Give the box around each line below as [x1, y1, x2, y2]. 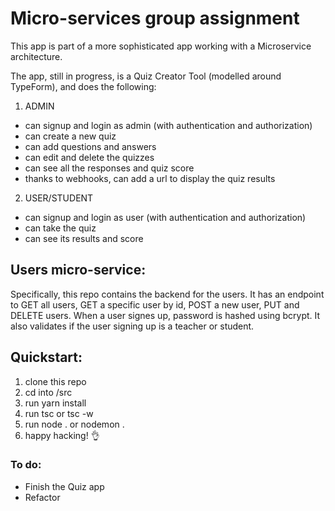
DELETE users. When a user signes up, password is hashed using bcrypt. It [10, 309, 321, 321]
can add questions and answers [24, 140, 157, 152]
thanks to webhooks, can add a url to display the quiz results [24, 172, 276, 184]
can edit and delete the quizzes [24, 151, 155, 163]
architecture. [10, 50, 63, 62]
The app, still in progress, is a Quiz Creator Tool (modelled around [10, 70, 282, 82]
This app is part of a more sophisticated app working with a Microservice [10, 40, 312, 52]
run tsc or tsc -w [24, 407, 94, 419]
